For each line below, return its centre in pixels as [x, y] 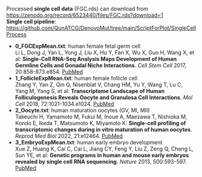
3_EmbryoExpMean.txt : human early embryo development [89, 142]
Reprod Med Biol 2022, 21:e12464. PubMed [69, 136]
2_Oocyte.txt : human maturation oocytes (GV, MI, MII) [82, 110]
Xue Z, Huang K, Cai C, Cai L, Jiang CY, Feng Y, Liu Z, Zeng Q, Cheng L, [104, 149]
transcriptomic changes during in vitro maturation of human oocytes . [103, 130]
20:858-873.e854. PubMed [49, 72]
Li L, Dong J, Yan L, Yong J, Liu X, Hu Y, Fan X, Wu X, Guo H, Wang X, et [105, 53]
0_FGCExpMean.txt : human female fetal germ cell [77, 46]
